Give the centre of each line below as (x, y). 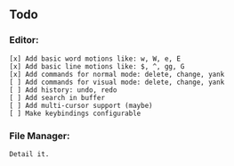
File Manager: (40, 136)
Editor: (24, 40)
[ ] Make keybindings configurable (75, 113)
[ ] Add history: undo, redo (63, 90)
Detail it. (29, 154)
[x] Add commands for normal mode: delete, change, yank (117, 74)
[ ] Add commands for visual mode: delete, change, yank (117, 82)
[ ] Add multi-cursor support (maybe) (81, 105)
